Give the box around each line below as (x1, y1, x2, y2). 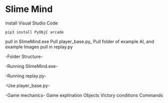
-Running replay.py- (5, 72, 47, 78)
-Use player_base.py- (5, 82, 50, 88)
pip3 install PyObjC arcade (5, 29, 64, 34)
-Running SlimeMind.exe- (5, 63, 58, 69)
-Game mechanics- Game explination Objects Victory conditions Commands (5, 92, 163, 98)
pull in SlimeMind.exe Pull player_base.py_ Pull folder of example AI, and (5, 38, 154, 44)
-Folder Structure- (5, 53, 43, 59)
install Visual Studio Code (5, 20, 58, 26)
